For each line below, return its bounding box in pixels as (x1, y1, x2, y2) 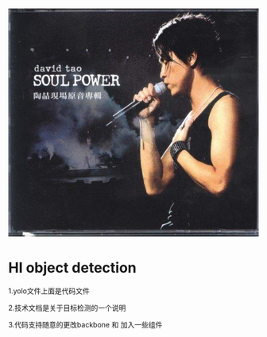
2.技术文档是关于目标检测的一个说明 (8, 303, 126, 312)
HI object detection (8, 259, 137, 277)
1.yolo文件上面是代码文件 (8, 286, 90, 296)
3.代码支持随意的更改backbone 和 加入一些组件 (8, 320, 163, 329)
